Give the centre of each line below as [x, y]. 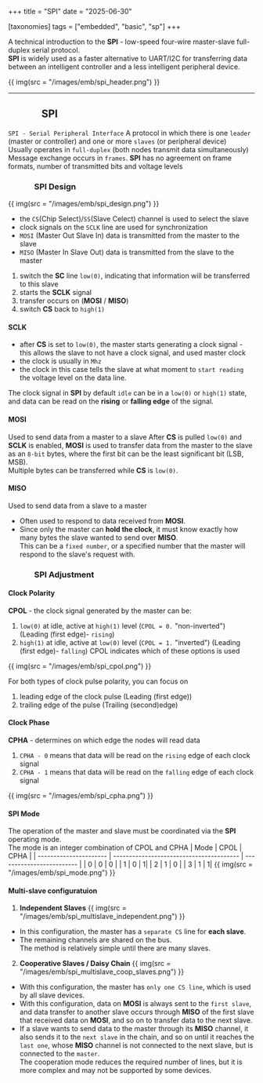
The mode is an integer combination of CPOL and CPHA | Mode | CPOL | [125, 848]
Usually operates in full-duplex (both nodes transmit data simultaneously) [128, 149]
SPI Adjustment [64, 574]
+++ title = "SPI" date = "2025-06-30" [70, 11]
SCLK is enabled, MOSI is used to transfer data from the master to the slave [130, 445]
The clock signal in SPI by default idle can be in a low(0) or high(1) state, [128, 393]
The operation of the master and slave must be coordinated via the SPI [122, 831]
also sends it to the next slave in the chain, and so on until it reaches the [137, 1037]
